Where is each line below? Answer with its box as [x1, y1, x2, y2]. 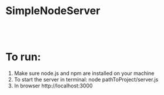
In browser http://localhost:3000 [14, 82, 93, 89]
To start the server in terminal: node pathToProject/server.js [14, 76, 159, 83]
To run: [5, 50, 41, 64]
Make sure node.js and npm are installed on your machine [14, 69, 155, 77]
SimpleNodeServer [5, 4, 101, 18]
